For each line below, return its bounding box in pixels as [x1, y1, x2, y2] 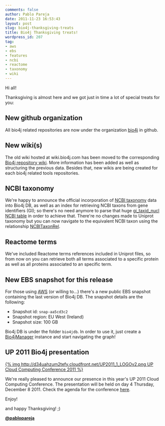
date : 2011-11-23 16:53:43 [5, 16, 61, 21]
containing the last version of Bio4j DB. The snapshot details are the [5, 294, 143, 299]
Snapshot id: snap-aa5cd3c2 [12, 308, 68, 314]
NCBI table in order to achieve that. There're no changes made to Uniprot [5, 213, 154, 219]
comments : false [5, 7, 38, 12]
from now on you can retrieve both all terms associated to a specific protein [5, 256, 159, 262]
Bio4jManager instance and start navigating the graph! [5, 333, 116, 340]
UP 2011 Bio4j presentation [5, 348, 90, 357]
